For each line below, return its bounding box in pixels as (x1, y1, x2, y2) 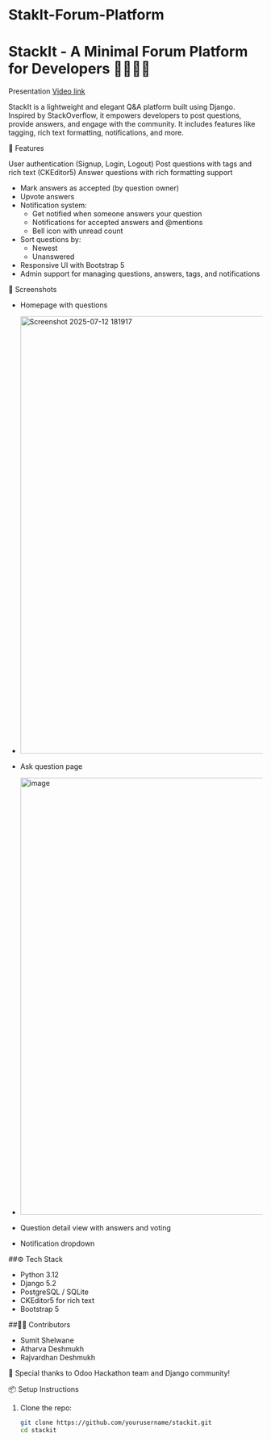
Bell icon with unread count (31, 226, 123, 236)
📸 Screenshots (8, 285, 57, 294)
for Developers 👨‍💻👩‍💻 (8, 60, 151, 78)
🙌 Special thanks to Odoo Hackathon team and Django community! (8, 1368, 231, 1378)
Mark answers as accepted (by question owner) (19, 183, 180, 193)
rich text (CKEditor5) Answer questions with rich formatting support (8, 168, 233, 178)
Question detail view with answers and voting (19, 1223, 172, 1233)
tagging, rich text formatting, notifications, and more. (8, 127, 184, 138)
